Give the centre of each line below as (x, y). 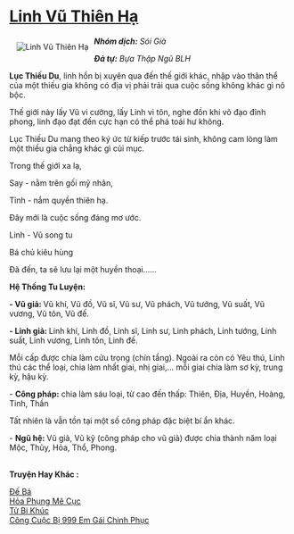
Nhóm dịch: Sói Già (130, 41)
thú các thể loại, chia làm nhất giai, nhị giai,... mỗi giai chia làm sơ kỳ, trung (146, 367)
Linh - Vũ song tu (41, 235)
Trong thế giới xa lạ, (45, 165)
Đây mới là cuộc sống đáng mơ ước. (75, 217)
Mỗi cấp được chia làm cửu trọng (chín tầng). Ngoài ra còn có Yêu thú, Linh (147, 357)
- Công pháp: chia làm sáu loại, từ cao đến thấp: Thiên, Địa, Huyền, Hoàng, (147, 394)
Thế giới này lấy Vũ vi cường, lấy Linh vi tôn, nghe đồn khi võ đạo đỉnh (138, 112)
